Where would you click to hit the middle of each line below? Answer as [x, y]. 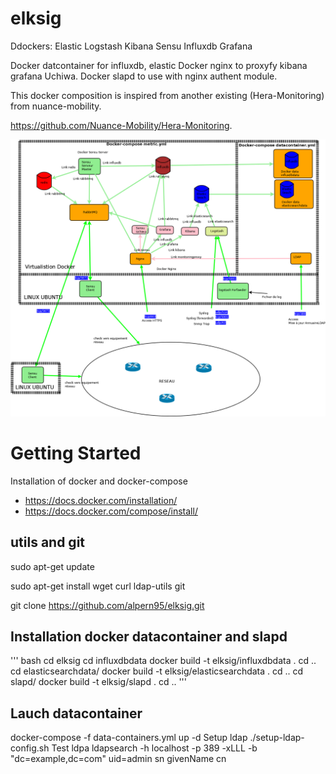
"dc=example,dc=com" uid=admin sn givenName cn [118, 759]
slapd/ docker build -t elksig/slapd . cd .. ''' [99, 682]
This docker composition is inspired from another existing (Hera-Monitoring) [167, 95]
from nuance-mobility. [56, 106]
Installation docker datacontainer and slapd [149, 637]
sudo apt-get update [52, 566]
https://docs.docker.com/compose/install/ [111, 511]
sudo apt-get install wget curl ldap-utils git [98, 586]
